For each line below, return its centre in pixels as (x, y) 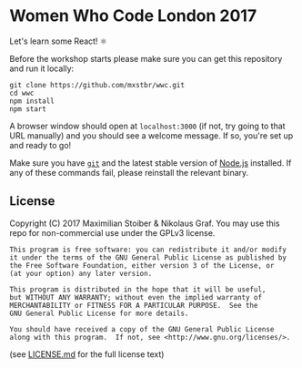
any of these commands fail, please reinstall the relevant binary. (129, 172)
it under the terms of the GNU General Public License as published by (148, 257)
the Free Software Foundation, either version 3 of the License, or (142, 265)
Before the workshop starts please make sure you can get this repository (146, 58)
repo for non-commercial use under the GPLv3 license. (112, 232)
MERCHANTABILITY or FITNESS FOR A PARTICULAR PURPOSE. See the (134, 305)
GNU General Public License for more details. (99, 313)
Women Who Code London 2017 (133, 16)
